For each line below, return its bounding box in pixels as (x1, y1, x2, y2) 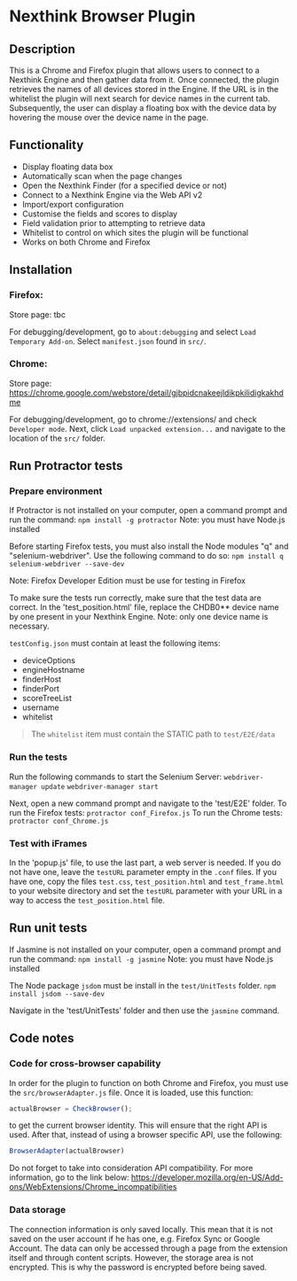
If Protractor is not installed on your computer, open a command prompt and (9, 505, 288, 516)
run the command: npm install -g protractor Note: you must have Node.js (9, 514, 285, 525)
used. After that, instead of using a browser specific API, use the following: (9, 1129, 283, 1140)
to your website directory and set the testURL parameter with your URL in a (9, 886, 283, 896)
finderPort (21, 683, 60, 694)
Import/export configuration (21, 199, 124, 209)
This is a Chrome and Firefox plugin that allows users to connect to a (9, 65, 260, 75)
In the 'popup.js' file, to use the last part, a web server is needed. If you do (9, 857, 282, 868)
